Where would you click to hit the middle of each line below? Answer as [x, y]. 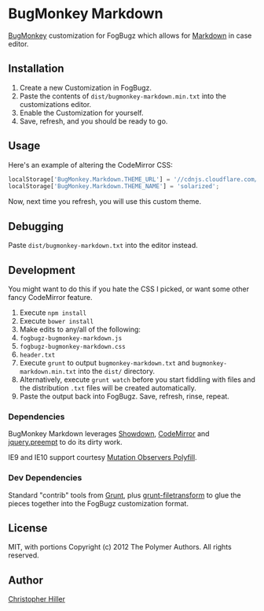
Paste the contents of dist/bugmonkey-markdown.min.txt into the [123, 96]
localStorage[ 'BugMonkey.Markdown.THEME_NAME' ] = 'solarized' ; [114, 187]
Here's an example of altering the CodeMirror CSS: [90, 165]
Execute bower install [57, 320]
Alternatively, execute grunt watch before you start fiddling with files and [137, 380]
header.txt [37, 355]
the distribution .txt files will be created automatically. [108, 387]
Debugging [36, 226]
